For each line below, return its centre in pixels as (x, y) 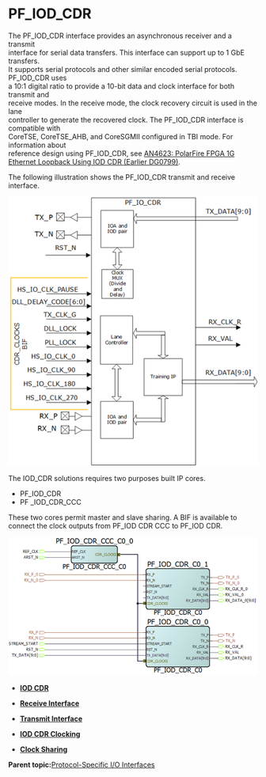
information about (37, 145)
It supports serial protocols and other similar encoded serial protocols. (123, 69)
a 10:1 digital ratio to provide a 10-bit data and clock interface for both (122, 86)
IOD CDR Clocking (50, 734)
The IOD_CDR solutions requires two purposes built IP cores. (107, 479)
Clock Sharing (44, 749)
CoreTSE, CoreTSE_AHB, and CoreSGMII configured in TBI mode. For (121, 136)
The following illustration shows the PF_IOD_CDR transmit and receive (122, 177)
